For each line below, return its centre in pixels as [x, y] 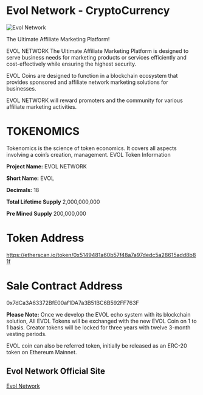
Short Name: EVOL [30, 178]
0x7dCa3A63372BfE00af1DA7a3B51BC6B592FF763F [73, 303]
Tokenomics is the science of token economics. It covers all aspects [92, 148]
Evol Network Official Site [56, 371]
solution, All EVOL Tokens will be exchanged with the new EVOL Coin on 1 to [101, 321]
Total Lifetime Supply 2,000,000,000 [53, 202]
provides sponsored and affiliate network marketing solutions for [87, 82]
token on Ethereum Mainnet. [42, 352]
